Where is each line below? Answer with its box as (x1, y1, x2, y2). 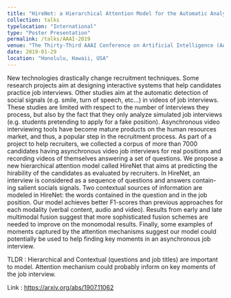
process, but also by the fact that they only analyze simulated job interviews (7, 110, 223, 118)
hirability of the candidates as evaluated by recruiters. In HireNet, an (7, 169, 201, 177)
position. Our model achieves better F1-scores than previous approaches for (7, 198, 223, 206)
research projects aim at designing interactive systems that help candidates (7, 81, 221, 89)
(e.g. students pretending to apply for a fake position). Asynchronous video (7, 118, 220, 126)
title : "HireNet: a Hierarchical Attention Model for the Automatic (7, 10, 208, 17)
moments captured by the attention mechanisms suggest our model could (7, 227, 217, 235)
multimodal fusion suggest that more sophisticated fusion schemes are (7, 213, 208, 221)
